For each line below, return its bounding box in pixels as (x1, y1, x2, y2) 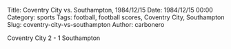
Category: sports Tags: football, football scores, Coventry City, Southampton (7, 13, 225, 21)
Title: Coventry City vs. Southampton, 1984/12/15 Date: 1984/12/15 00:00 (7, 6, 214, 14)
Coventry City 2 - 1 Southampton (7, 34, 101, 42)
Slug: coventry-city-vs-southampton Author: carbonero (7, 21, 165, 28)
